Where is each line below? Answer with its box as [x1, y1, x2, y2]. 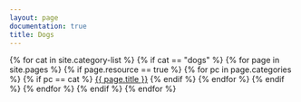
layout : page [9, 13, 59, 23]
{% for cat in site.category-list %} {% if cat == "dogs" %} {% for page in [9, 55, 280, 66]
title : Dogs [9, 30, 54, 39]
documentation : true [9, 22, 88, 31]
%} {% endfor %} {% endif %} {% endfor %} [9, 83, 177, 95]
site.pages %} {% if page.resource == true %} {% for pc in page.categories [9, 64, 292, 75]
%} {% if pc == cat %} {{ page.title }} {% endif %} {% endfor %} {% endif [9, 74, 285, 85]
